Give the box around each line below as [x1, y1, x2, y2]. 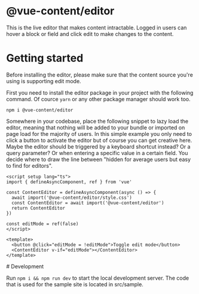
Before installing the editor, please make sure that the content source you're [6, 71, 193, 78]
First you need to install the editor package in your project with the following [6, 89, 194, 96]
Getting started [6, 51, 84, 65]
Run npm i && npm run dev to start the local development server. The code [6, 274, 189, 281]
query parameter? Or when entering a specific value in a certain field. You [6, 149, 188, 156]
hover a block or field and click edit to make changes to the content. [6, 30, 174, 37]
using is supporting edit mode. [6, 77, 82, 84]
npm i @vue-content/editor [6, 107, 74, 113]
